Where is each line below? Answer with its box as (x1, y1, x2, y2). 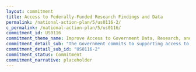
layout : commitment (6, 8, 54, 15)
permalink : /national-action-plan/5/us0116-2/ (6, 19, 121, 25)
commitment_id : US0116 (6, 30, 61, 36)
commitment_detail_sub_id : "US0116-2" (6, 46, 100, 52)
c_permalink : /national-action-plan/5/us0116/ (6, 24, 121, 31)
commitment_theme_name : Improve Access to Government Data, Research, (6, 35, 181, 41)
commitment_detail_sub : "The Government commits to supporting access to (6, 41, 190, 47)
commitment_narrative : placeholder (6, 57, 93, 63)
